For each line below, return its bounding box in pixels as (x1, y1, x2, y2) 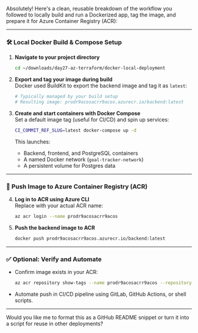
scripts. (14, 297, 34, 304)
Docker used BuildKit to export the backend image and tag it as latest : (14, 82, 187, 89)
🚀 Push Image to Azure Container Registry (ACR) (6, 182, 148, 191)
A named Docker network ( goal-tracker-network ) (23, 156, 144, 163)
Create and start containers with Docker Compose (14, 109, 141, 117)
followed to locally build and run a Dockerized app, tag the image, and (6, 11, 176, 18)
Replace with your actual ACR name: (14, 202, 103, 209)
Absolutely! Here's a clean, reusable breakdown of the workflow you (6, 5, 173, 12)
